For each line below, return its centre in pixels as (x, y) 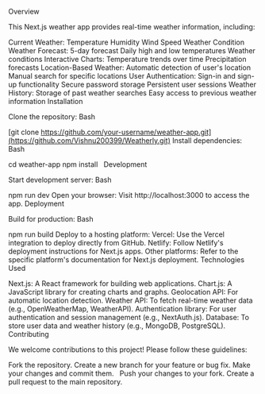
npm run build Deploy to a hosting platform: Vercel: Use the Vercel (116, 234)
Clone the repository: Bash (52, 117)
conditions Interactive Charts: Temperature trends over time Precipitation (127, 59)
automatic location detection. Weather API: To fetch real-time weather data (131, 300)
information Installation (46, 101)
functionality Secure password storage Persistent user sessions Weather (137, 84)
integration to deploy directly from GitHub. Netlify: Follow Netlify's (116, 243)
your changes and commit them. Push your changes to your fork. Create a (131, 373)
